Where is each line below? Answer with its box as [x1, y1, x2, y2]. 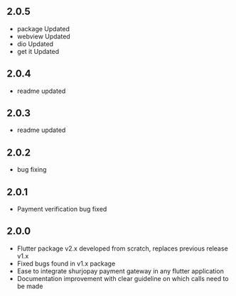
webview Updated [16, 32, 70, 40]
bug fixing [16, 165, 47, 174]
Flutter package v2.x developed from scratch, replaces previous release [16, 244, 228, 253]
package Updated [16, 24, 70, 33]
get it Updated [16, 47, 60, 55]
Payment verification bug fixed [16, 205, 107, 214]
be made [16, 282, 43, 290]
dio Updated [16, 39, 54, 48]
